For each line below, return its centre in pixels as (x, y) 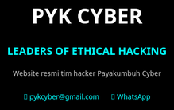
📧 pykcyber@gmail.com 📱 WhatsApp (87, 96)
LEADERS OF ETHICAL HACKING (87, 51)
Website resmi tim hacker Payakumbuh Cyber (87, 73)
